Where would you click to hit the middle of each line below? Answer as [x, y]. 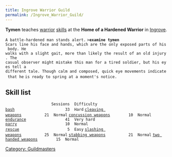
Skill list [18, 92]
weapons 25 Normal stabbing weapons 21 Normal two [83, 135]
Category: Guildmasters [30, 149]
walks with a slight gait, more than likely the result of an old [78, 53]
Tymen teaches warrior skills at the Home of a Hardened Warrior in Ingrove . [86, 29]
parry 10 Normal [47, 124]
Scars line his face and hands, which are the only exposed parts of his [86, 44]
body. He [17, 49]
